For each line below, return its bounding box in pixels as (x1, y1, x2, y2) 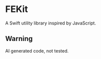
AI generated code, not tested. (5, 47, 69, 53)
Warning (5, 34, 33, 43)
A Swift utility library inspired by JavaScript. (5, 20, 96, 26)
